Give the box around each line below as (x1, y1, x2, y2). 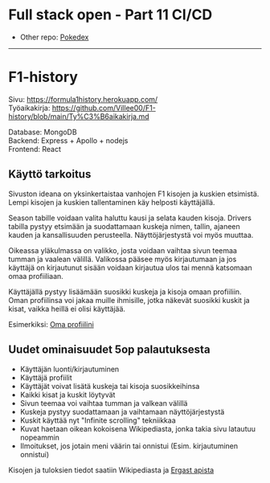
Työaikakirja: (8, 103, 51, 113)
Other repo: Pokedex (19, 32, 89, 42)
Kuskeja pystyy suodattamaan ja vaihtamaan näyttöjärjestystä (19, 407, 225, 416)
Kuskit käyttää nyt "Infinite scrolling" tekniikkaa (19, 415, 177, 425)
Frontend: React (8, 144, 62, 153)
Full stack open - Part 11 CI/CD (8, 6, 213, 24)
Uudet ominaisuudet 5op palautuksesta (8, 343, 211, 357)
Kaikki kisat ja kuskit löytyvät (19, 390, 116, 399)
